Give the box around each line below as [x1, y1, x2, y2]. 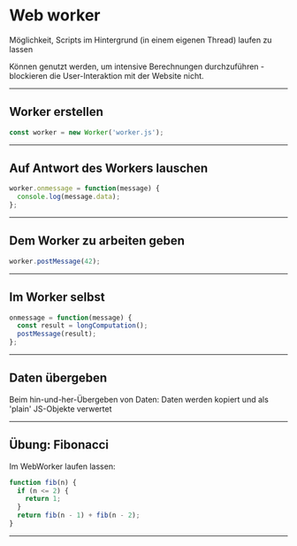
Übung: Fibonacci [9, 437, 109, 452]
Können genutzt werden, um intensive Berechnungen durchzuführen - [9, 61, 265, 72]
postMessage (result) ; [17, 329, 97, 339]
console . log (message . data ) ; [17, 192, 121, 202]
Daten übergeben [9, 371, 108, 386]
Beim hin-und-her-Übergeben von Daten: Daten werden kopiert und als [9, 394, 270, 404]
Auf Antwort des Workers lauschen [9, 161, 209, 176]
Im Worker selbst [9, 289, 105, 305]
